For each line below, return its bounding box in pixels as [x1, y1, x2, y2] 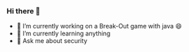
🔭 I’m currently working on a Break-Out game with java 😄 [16, 22, 182, 31]
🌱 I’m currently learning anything [16, 29, 111, 37]
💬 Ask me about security [16, 37, 88, 45]
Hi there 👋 [6, 6, 41, 16]
